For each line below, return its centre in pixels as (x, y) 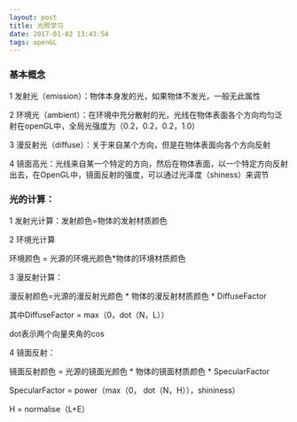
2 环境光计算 (32, 239)
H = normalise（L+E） (50, 409)
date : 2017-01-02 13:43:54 (59, 34)
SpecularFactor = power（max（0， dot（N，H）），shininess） (125, 390)
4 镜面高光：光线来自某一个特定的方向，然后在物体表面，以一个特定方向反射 (148, 163)
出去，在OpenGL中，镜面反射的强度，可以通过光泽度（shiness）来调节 (139, 175)
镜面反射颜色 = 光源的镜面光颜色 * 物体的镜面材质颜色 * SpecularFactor (140, 371)
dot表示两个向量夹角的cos (57, 333)
